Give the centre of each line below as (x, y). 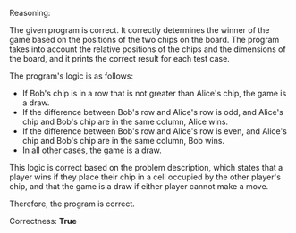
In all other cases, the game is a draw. (92, 150)
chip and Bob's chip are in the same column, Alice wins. (125, 121)
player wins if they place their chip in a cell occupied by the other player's (145, 177)
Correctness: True (43, 221)
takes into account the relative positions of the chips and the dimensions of (148, 49)
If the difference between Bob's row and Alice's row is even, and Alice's (155, 131)
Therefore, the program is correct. (72, 204)
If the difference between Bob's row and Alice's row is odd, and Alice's (153, 112)
